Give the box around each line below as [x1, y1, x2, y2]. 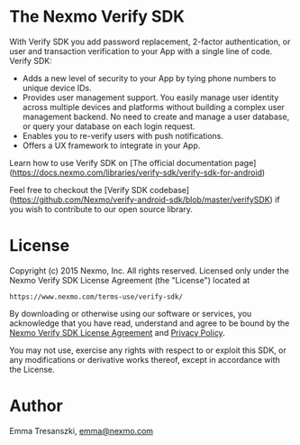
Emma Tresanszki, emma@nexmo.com [9, 425, 154, 436]
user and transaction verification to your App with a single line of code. [9, 45, 273, 56]
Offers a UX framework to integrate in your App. [22, 140, 201, 151]
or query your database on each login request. [22, 120, 195, 132]
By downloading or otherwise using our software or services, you [9, 308, 252, 319]
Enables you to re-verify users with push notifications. [22, 130, 223, 141]
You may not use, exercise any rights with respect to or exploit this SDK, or [9, 345, 286, 356]
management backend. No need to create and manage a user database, [22, 111, 290, 122]
